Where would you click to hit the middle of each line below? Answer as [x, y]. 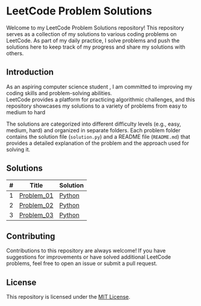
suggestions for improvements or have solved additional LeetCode [89, 257]
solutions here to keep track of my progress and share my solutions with [96, 47]
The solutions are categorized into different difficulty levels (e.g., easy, [94, 124]
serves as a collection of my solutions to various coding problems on [91, 34]
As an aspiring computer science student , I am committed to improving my [99, 87]
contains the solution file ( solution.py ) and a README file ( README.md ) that [98, 136]
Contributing [31, 236]
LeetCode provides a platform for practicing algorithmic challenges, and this [101, 99]
